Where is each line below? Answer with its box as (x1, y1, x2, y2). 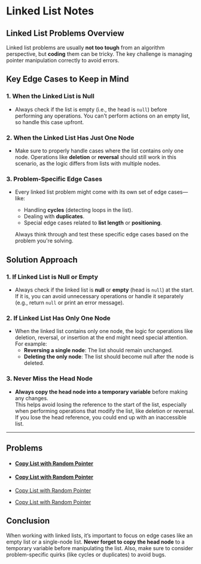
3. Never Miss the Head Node (6, 374, 93, 383)
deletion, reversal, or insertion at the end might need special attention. (14, 334, 188, 341)
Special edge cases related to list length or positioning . (23, 219, 163, 226)
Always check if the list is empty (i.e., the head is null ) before (14, 106, 167, 113)
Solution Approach (6, 254, 78, 265)
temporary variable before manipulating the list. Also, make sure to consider (6, 544, 193, 551)
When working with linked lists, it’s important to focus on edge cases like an (6, 532, 193, 539)
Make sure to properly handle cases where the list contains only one (14, 147, 184, 154)
